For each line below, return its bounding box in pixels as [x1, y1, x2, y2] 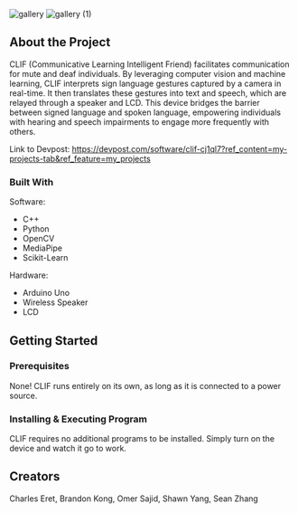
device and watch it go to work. [9, 443, 126, 454]
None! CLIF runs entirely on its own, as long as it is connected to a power [9, 380, 282, 391]
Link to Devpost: [9, 143, 70, 154]
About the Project [9, 34, 111, 50]
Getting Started [9, 333, 98, 348]
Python [22, 223, 50, 234]
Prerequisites [9, 360, 70, 373]
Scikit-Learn [22, 252, 69, 263]
